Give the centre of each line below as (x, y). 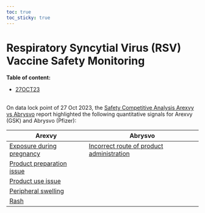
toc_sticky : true (28, 18)
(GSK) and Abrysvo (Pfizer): (41, 121)
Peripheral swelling (37, 191)
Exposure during (33, 146)
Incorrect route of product (126, 146)
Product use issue (35, 181)
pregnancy (25, 154)
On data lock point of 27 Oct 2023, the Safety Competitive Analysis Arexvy (100, 108)
